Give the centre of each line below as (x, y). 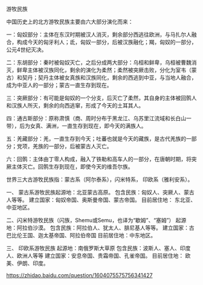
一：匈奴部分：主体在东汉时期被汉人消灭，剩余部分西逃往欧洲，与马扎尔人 (99, 34)
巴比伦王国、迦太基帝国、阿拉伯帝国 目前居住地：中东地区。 (81, 235)
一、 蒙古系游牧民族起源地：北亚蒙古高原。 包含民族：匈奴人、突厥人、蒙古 (100, 192)
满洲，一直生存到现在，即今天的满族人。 (96, 126)
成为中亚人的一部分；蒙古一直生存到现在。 (59, 85)
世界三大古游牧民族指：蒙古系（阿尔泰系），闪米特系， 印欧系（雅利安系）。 (100, 179)
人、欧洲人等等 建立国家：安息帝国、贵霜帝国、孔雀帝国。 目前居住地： (95, 256)
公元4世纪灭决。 (27, 50)
